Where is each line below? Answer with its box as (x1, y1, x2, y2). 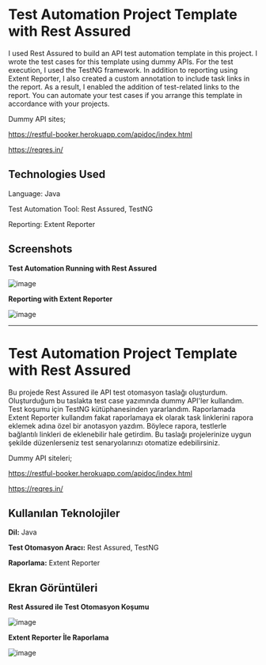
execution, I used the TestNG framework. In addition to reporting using (8, 65, 238, 74)
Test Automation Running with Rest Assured (8, 263, 157, 273)
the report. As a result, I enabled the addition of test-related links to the (8, 81, 240, 92)
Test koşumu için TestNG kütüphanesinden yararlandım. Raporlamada (8, 404, 236, 414)
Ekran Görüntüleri (8, 581, 98, 595)
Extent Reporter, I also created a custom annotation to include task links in (8, 74, 250, 83)
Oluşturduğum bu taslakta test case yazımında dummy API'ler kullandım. (8, 395, 245, 405)
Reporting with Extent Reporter (8, 294, 113, 304)
